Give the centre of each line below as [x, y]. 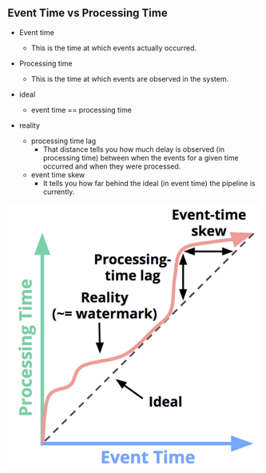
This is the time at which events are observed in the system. [130, 78]
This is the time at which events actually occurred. [114, 48]
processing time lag [64, 141]
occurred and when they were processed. [112, 166]
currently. [59, 192]
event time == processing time [81, 109]
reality [30, 125]
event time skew [58, 174]
